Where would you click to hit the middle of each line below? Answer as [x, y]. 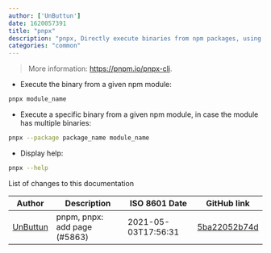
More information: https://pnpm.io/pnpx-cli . [100, 68]
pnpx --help [28, 168]
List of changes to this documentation [71, 183]
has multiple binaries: [55, 123]
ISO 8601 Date [158, 203]
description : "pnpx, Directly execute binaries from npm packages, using [135, 38]
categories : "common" [45, 46]
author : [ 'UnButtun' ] [45, 16]
